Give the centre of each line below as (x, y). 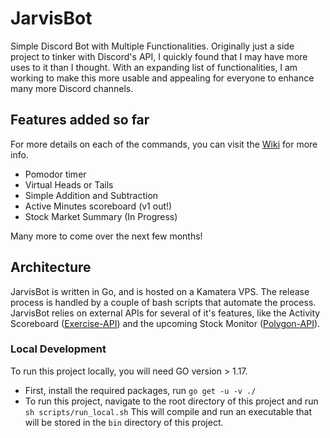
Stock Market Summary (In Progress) (101, 216)
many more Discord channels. (72, 88)
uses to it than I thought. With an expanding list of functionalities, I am (154, 67)
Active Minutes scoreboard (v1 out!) (98, 206)
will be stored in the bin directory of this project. (124, 422)
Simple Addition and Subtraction (91, 195)
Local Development (58, 349)
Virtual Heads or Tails (69, 184)
